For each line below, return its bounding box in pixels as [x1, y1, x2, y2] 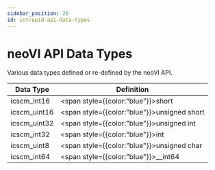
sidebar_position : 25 [7, 10, 69, 17]
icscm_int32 [10, 130, 50, 139]
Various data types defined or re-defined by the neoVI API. [7, 69, 173, 77]
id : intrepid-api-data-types [7, 16, 90, 23]
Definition [116, 85, 149, 95]
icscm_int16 [10, 97, 50, 106]
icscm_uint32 [10, 119, 54, 128]
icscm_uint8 [10, 141, 50, 151]
